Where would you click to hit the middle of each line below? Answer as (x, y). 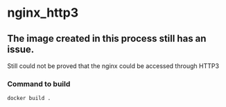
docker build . (29, 99)
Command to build (39, 83)
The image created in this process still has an (107, 39)
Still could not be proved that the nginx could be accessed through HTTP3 (113, 66)
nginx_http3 (43, 13)
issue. (21, 49)
